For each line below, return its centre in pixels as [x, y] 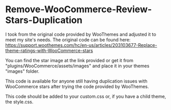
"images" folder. [22, 71]
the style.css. [19, 102]
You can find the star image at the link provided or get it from [69, 60]
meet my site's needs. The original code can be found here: [68, 40]
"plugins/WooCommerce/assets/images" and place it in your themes [77, 66]
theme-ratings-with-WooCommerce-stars [49, 50]
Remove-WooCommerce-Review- [79, 9]
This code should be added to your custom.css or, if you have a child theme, [86, 96]
